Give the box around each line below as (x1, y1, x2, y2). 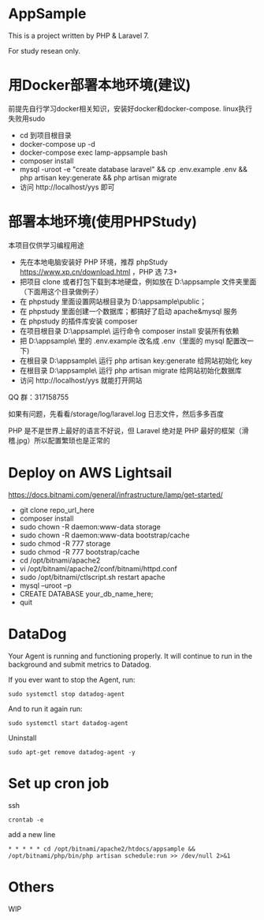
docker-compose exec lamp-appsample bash (19, 148, 168, 157)
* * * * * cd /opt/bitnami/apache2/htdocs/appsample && (8, 845, 195, 853)
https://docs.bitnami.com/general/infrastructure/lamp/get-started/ (8, 490, 223, 499)
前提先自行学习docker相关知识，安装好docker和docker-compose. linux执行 (8, 103, 253, 113)
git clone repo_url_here (19, 505, 95, 514)
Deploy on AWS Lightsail (8, 464, 172, 481)
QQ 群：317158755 (8, 392, 69, 402)
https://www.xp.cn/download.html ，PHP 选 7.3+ (19, 267, 178, 276)
